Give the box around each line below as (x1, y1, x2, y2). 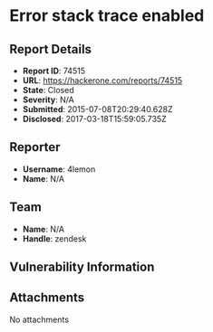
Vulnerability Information (9, 260, 155, 275)
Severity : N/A (22, 94, 74, 105)
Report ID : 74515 (22, 65, 86, 76)
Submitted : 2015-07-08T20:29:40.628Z (22, 104, 173, 114)
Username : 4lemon (22, 164, 96, 175)
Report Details (9, 42, 92, 57)
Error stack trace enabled (9, 5, 205, 26)
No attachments (9, 314, 70, 325)
